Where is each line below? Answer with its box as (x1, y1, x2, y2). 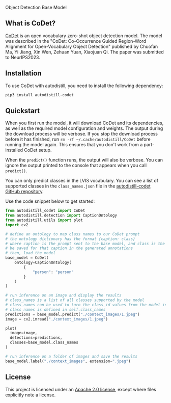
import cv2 (5, 222, 28, 227)
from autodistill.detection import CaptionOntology (5, 213, 117, 218)
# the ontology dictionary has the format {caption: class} (5, 236, 136, 241)
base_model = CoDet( (5, 255, 49, 260)
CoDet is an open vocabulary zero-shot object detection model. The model (5, 33, 162, 39)
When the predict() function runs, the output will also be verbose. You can (5, 157, 163, 163)
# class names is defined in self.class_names (5, 307, 106, 312)
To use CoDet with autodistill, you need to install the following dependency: (5, 83, 163, 89)
